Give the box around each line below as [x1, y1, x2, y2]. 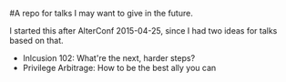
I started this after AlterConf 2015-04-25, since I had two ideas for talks [9, 26, 278, 36]
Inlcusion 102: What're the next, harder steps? [22, 53, 196, 63]
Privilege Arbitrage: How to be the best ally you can [22, 63, 217, 73]
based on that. [9, 36, 64, 46]
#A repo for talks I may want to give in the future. [9, 8, 193, 18]
